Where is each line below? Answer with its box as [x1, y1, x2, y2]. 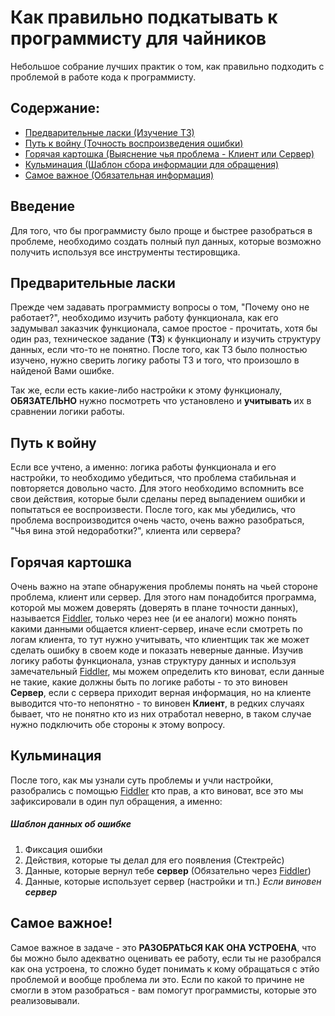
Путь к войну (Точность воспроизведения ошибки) [24, 137, 244, 149]
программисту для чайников [10, 27, 267, 50]
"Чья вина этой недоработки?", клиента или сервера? [10, 525, 242, 537]
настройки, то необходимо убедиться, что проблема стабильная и [10, 472, 297, 484]
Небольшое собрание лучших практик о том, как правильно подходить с [10, 60, 325, 72]
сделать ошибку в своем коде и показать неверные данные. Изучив [10, 644, 304, 656]
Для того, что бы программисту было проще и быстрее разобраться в [10, 224, 313, 236]
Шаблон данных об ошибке [10, 818, 132, 830]
